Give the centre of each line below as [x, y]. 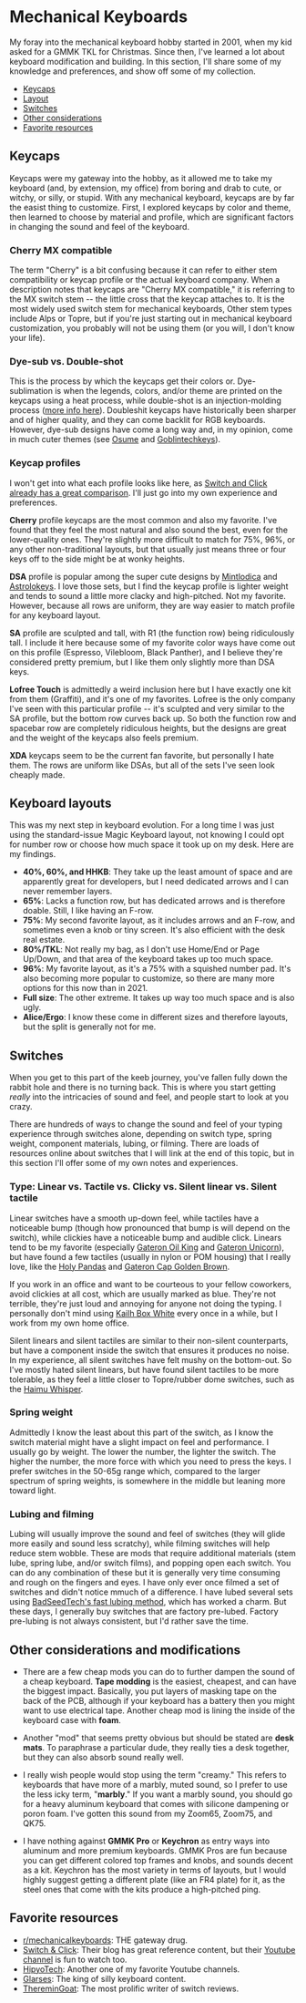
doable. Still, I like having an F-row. [88, 911]
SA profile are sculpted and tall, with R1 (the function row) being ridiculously [152, 633]
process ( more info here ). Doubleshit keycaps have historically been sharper [153, 410]
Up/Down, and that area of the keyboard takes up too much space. [148, 959]
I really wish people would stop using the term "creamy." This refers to [154, 1774]
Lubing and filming [51, 1513]
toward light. [33, 1490]
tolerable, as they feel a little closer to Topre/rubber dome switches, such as [152, 1379]
